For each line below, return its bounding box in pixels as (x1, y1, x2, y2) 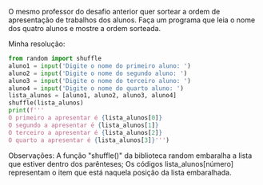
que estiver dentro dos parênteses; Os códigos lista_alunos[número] (8, 159, 234, 168)
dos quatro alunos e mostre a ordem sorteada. (8, 24, 161, 33)
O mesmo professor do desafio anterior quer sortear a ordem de (8, 7, 221, 16)
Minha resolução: (8, 39, 66, 49)
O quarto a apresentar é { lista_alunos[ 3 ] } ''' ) (8, 136, 170, 144)
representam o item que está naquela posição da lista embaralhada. (8, 167, 232, 177)
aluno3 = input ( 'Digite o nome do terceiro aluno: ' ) (8, 77, 192, 85)
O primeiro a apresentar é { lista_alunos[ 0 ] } (8, 114, 162, 122)
